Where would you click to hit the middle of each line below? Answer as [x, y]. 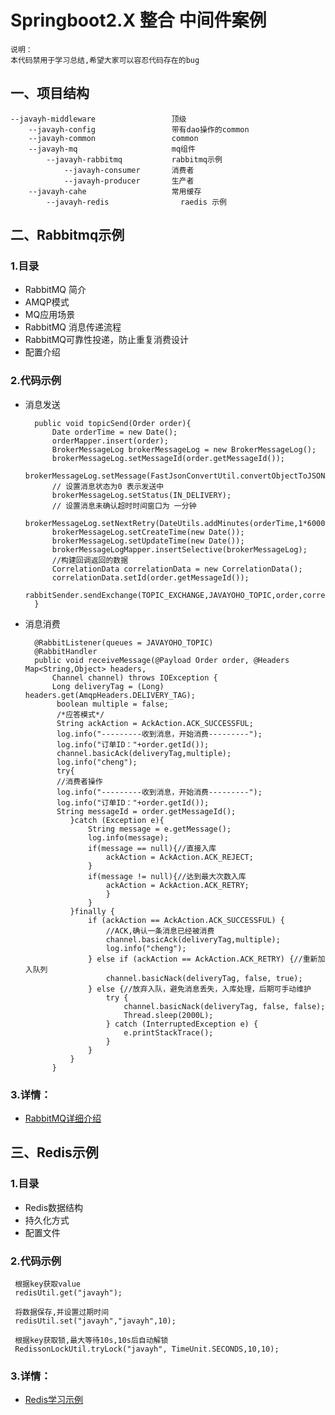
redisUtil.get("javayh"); [68, 1293]
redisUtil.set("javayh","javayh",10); [95, 1321]
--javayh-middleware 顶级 [98, 119]
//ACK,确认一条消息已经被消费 [160, 931]
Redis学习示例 [54, 1400]
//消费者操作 [79, 781]
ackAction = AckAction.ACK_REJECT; [179, 857]
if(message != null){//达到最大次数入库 [167, 876]
